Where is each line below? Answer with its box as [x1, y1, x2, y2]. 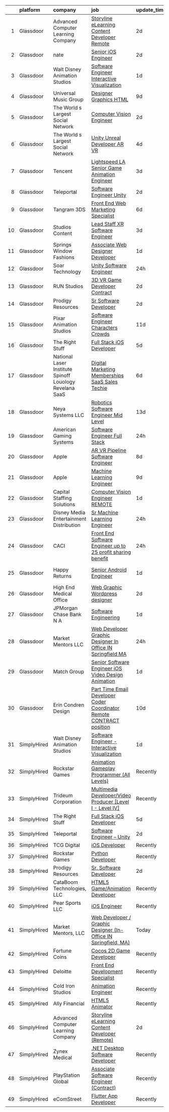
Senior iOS [91, 48, 117, 55]
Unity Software [91, 262, 127, 269]
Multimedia [91, 786, 118, 793]
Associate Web [91, 241, 127, 248]
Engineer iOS [91, 665, 122, 672]
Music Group [53, 96, 84, 103]
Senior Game [91, 164, 122, 172]
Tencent [53, 168, 73, 175]
